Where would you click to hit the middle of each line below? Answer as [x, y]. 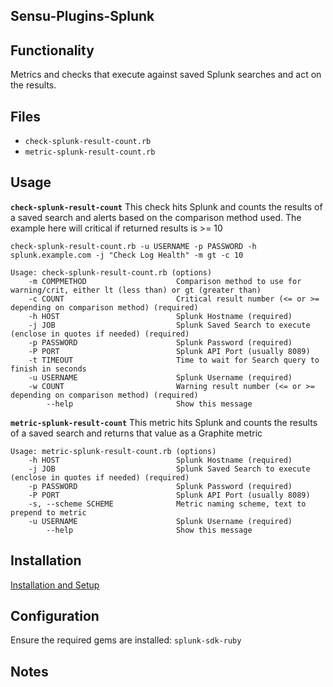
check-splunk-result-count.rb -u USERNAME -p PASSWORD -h [133, 246]
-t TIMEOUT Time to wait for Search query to [174, 360]
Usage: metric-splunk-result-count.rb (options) [113, 451]
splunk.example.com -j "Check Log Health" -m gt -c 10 [127, 255]
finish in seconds [48, 369]
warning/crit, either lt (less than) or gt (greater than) [136, 290]
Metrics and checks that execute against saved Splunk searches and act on [166, 75]
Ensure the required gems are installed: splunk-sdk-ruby [126, 640]
